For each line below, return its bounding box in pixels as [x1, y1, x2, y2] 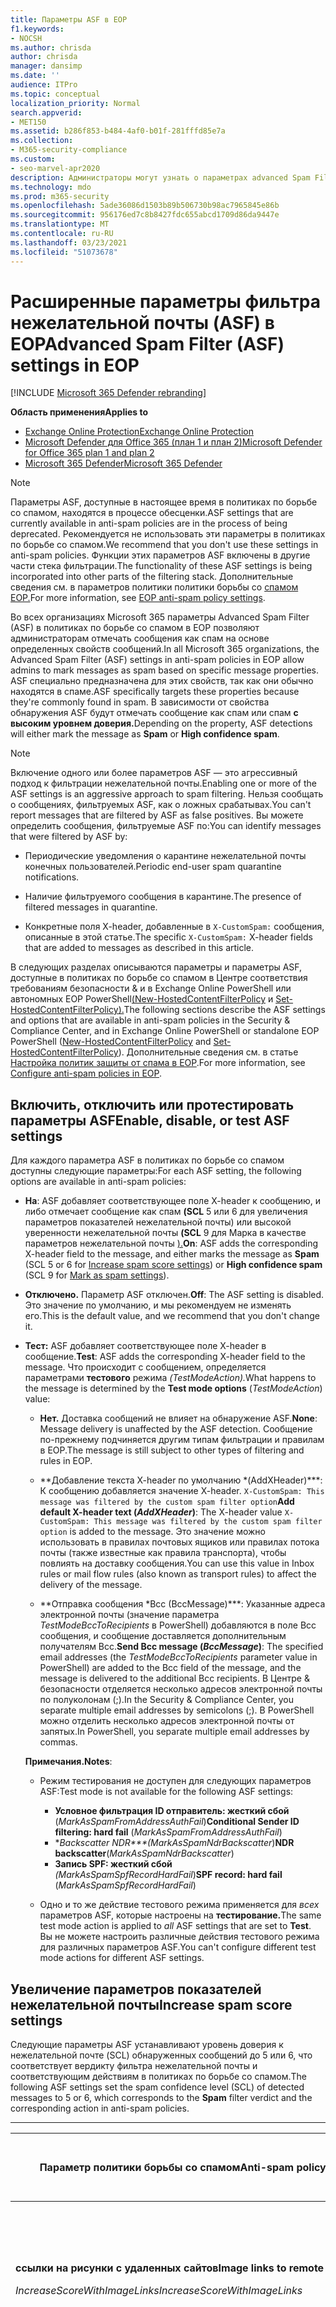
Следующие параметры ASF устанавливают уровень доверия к [10, 2039, 284, 2051]
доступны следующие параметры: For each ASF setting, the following [10, 1165, 302, 1177]
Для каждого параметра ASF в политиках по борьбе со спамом [10, 1154, 285, 1166]
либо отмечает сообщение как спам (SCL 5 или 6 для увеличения [24, 1206, 308, 1218]
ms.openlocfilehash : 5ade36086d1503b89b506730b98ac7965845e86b [10, 201, 280, 211]
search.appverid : [10, 107, 83, 118]
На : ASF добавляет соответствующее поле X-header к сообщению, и [24, 1195, 322, 1207]
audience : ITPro [10, 80, 78, 90]
